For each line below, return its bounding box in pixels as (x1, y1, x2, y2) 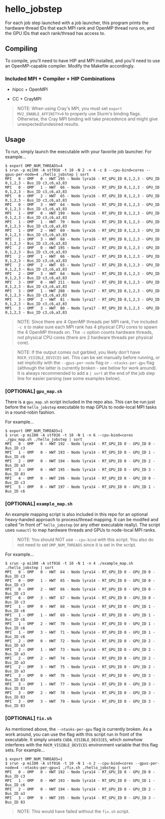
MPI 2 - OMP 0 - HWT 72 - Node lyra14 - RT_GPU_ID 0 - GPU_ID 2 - (5, 639, 155, 644)
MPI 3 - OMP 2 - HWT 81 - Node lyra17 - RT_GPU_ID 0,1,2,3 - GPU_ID (5, 297, 160, 302)
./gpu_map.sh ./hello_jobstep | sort (5, 437, 83, 442)
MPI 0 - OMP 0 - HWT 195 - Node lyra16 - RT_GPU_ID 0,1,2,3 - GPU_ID (5, 176, 160, 181)
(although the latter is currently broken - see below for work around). (17, 365, 158, 371)
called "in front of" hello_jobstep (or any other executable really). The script (5, 522, 160, 528)
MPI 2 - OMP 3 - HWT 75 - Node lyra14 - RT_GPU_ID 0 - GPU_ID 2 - (5, 665, 155, 670)
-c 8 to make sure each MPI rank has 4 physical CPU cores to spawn (17, 324, 158, 330)
